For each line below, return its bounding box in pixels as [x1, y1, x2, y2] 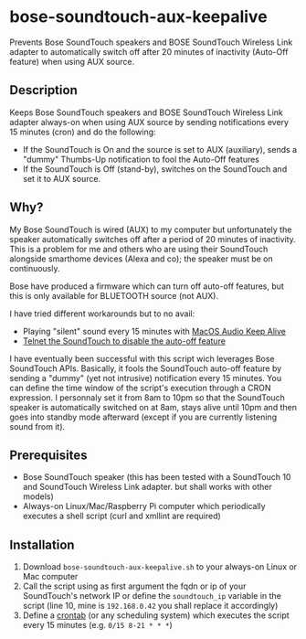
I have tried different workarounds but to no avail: [9, 308, 195, 319]
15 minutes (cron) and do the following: [9, 126, 157, 137]
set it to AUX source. [22, 173, 101, 184]
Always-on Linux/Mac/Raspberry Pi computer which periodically [22, 501, 267, 512]
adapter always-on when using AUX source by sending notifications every [9, 116, 290, 127]
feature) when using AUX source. [9, 56, 135, 67]
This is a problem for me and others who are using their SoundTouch [9, 243, 269, 254]
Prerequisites [9, 447, 88, 463]
